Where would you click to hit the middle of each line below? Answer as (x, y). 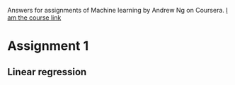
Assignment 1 (48, 46)
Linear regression (47, 72)
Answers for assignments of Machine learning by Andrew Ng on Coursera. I (117, 10)
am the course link (34, 18)
